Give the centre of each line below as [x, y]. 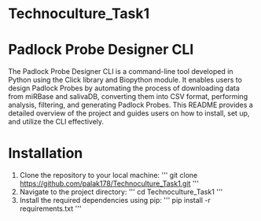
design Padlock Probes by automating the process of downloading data [124, 88]
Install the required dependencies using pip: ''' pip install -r [115, 201]
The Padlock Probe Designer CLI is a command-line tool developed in [121, 72]
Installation [46, 153]
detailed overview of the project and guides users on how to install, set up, [129, 113]
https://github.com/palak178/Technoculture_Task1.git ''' [109, 184]
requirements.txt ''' [50, 208]
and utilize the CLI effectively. [56, 122]
